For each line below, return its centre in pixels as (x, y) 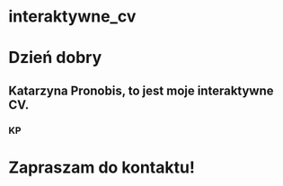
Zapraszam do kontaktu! (102, 167)
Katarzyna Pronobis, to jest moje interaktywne (141, 90)
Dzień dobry (55, 58)
